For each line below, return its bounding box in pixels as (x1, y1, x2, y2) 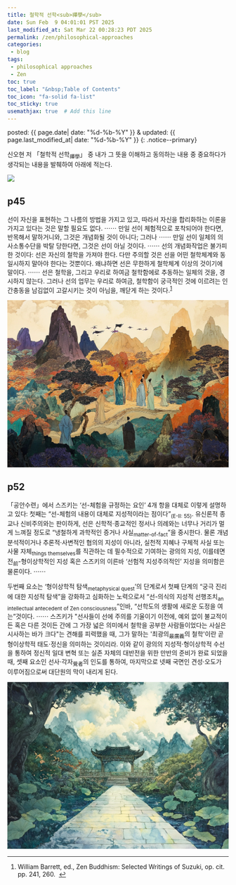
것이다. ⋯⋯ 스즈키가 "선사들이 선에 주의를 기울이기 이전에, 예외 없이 (15, 613, 203, 621)
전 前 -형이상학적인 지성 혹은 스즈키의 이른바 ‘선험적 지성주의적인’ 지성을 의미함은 (7, 557, 225, 567)
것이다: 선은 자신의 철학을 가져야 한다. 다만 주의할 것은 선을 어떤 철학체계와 (14, 250, 219, 258)
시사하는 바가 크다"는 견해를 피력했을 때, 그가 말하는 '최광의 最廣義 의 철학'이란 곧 (7, 630, 224, 640)
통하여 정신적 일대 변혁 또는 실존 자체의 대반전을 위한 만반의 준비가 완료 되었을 (14, 648, 228, 657)
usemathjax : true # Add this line (7, 108, 112, 115)
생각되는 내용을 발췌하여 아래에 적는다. (7, 160, 112, 168)
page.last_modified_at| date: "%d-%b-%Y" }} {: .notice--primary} (7, 136, 197, 144)
